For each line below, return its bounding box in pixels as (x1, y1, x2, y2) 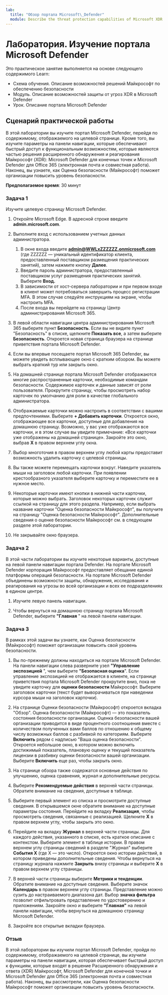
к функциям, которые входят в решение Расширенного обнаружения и (5, 963, 158, 969)
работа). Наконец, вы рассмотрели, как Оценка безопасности (5, 979, 139, 985)
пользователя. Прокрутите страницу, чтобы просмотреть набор (12, 387, 150, 393)
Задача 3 (5, 625, 29, 632)
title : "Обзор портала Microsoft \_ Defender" (10, 12, 104, 17)
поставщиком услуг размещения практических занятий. (20, 273, 141, 279)
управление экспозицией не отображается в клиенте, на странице (12, 674, 156, 680)
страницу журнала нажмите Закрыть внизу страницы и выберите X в (12, 861, 163, 867)
